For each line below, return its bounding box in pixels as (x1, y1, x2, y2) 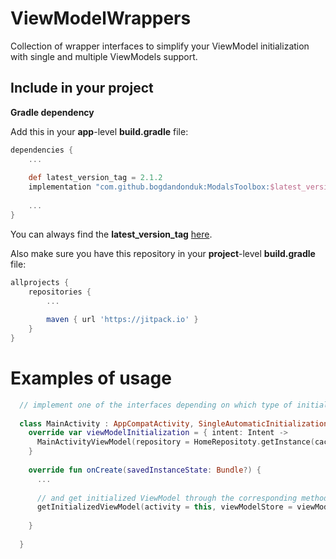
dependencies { (10, 145, 74, 155)
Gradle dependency (10, 106, 95, 118)
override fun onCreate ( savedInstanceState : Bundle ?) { (28, 465, 262, 475)
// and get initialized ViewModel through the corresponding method (36, 493, 329, 503)
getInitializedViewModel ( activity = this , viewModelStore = (36, 502, 293, 512)
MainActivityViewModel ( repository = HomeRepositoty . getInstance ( (36, 437, 315, 447)
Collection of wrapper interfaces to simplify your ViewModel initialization (10, 40, 310, 52)
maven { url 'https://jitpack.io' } (46, 315, 199, 325)
